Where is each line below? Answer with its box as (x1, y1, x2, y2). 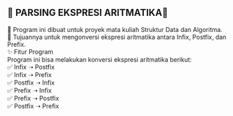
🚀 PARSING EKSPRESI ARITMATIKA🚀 (7, 7, 168, 19)
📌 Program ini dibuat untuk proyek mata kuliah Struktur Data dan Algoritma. (7, 25, 223, 33)
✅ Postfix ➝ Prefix (7, 101, 59, 110)
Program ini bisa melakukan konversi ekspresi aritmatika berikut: (7, 55, 193, 63)
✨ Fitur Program (7, 47, 54, 56)
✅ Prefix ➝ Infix (7, 86, 52, 94)
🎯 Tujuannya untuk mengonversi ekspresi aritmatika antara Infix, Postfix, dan (7, 33, 227, 41)
